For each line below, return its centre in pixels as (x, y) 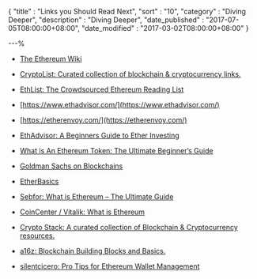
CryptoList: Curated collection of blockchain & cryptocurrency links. (130, 74)
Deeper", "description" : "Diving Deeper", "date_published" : (106, 20)
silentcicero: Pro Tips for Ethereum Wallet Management (110, 266)
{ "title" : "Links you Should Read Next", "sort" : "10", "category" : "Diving (127, 11)
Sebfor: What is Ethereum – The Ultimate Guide (96, 196)
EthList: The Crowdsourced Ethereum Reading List (102, 89)
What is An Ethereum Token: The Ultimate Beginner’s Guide (116, 151)
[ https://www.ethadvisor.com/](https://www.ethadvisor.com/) (119, 105)
